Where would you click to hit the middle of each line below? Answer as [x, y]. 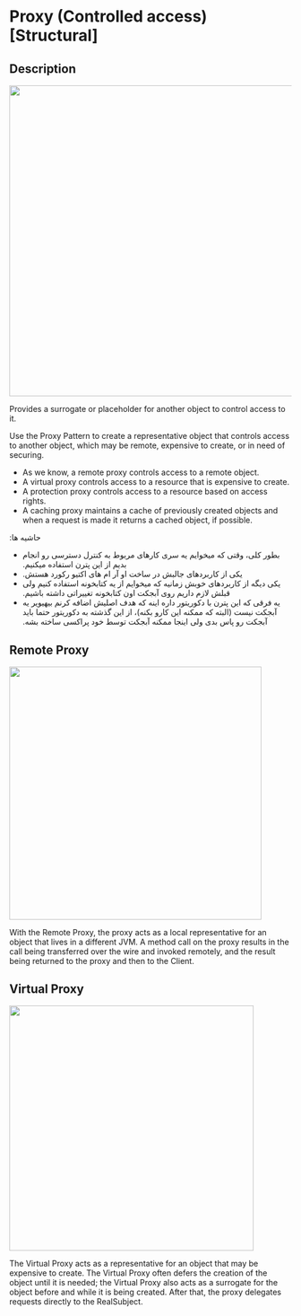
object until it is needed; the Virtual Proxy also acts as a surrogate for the [144, 1282]
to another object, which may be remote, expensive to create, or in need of [147, 445]
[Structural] [54, 35]
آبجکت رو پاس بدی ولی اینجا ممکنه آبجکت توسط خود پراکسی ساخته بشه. [145, 622]
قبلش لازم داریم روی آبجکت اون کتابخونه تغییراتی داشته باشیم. [126, 593]
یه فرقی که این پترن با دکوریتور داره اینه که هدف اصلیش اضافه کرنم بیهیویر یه [151, 602]
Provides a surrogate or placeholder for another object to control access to [147, 409]
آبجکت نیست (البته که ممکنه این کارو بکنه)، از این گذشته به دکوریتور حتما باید [150, 612]
